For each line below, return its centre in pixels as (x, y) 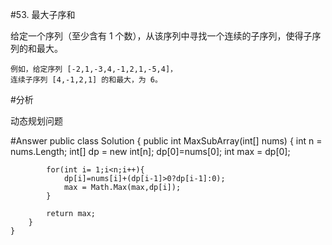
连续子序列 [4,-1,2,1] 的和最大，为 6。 (86, 80)
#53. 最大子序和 (43, 14)
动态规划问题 (36, 121)
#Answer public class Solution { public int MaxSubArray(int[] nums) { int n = (166, 141)
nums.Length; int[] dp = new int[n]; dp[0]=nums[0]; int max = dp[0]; (150, 151)
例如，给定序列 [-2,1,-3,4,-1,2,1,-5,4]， (94, 69)
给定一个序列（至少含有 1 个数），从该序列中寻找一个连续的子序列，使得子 (161, 36)
